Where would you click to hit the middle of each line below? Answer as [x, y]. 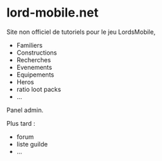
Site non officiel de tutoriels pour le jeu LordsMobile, [81, 32]
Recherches [34, 59]
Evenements [34, 67]
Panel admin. [25, 110]
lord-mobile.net [53, 13]
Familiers [29, 45]
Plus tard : [21, 123]
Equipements [35, 75]
